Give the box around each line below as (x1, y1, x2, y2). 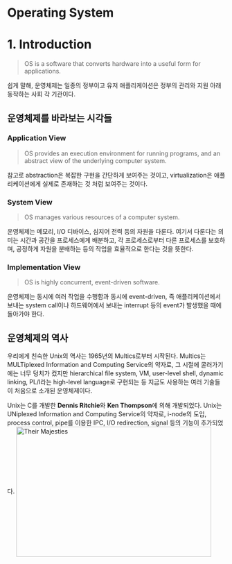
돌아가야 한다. (7, 310, 45, 318)
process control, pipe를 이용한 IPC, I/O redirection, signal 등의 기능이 (7, 418, 199, 427)
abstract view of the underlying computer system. (24, 156, 168, 164)
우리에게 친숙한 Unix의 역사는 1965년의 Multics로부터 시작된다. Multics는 (7, 352, 206, 360)
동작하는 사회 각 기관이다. (7, 90, 76, 99)
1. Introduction (7, 37, 92, 53)
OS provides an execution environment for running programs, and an (24, 149, 220, 157)
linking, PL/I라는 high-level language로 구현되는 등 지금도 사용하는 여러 (7, 378, 202, 386)
